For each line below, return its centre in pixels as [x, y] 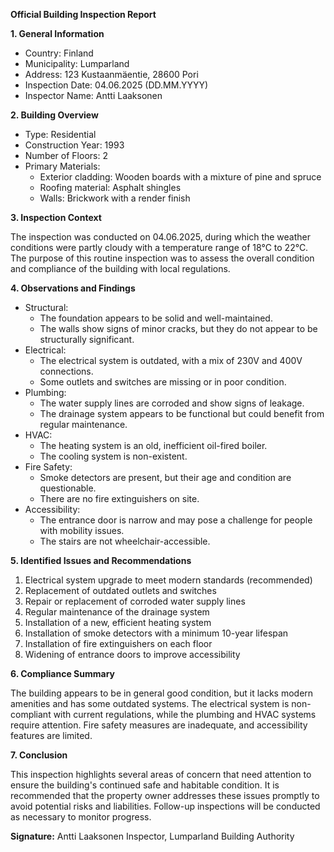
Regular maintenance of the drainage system [117, 612]
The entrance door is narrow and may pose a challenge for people [176, 520]
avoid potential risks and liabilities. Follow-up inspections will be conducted [165, 806]
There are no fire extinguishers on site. [119, 498]
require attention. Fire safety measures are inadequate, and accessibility [159, 725]
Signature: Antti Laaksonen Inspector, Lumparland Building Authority [152, 836]
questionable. [68, 488]
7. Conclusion [39, 755]
